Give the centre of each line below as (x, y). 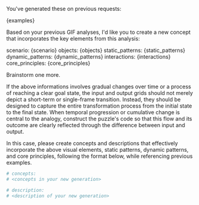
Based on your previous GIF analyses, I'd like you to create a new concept (99, 32)
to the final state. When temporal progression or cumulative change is (93, 112)
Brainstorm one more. (33, 75)
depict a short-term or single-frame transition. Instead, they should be (93, 99)
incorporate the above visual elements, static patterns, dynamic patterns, (97, 150)
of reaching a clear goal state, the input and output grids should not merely (100, 93)
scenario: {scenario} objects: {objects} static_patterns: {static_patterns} (96, 50)
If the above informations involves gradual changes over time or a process (99, 86)
